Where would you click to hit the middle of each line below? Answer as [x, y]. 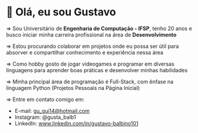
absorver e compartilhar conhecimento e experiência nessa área [85, 52]
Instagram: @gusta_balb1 [45, 117]
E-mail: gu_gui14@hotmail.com [52, 111]
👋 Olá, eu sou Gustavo [61, 12]
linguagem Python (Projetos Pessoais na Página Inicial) [73, 87]
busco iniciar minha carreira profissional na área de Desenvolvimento [91, 34]
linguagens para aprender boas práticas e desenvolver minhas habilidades [97, 70]
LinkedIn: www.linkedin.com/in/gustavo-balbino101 [77, 123]
